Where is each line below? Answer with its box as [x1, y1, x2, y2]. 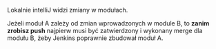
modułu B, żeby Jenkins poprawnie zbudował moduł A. [7, 34, 164, 42]
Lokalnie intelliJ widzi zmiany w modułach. [7, 6, 128, 14]
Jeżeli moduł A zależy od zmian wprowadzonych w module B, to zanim [7, 19, 210, 27]
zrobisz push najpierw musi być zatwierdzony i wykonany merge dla [7, 27, 203, 35]
